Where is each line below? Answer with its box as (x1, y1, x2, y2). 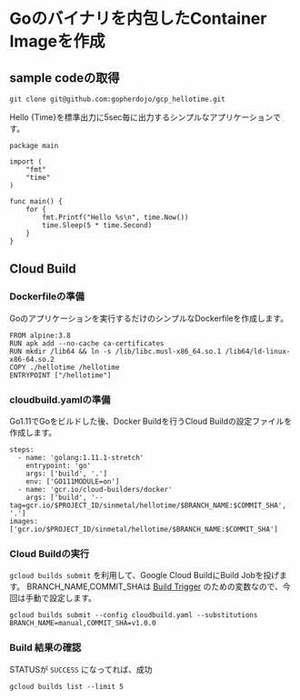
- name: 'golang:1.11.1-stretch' (17, 453, 145, 462)
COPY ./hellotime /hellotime (9, 363, 120, 372)
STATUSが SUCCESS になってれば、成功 (9, 664, 153, 675)
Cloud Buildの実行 (9, 547, 90, 560)
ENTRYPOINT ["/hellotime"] (9, 370, 112, 380)
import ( (9, 157, 43, 166)
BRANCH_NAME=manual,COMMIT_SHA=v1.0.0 (9, 619, 156, 628)
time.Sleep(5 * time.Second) (42, 221, 153, 230)
